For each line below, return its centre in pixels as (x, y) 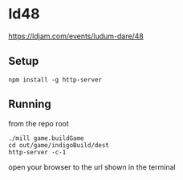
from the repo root (39, 123)
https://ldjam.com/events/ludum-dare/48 (76, 36)
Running (30, 104)
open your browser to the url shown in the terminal (92, 167)
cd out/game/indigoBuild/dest (59, 145)
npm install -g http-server (55, 80)
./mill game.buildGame (46, 138)
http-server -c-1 (37, 152)
